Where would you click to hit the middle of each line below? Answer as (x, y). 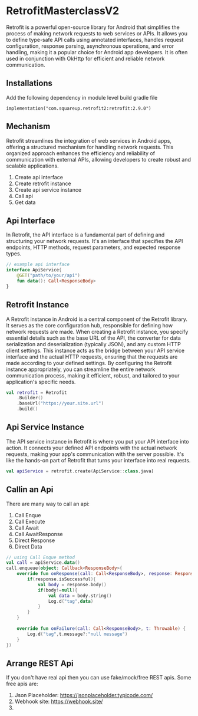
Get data (25, 202)
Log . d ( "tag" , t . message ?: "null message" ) (77, 634)
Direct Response (35, 540)
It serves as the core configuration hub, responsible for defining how (89, 325)
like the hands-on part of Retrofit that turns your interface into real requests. (98, 460)
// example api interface (38, 265)
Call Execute (30, 521)
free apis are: (22, 684)
